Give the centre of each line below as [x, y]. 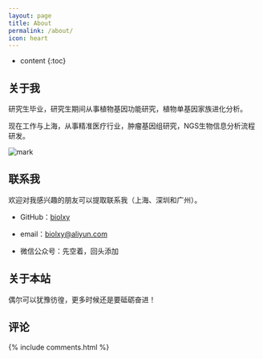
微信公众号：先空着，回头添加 [69, 251]
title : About [30, 23]
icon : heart [28, 38]
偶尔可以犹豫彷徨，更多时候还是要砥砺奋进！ [82, 299]
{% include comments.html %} [59, 347]
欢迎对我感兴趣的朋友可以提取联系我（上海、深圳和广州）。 [105, 200]
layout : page [30, 16]
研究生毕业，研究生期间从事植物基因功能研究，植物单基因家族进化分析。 [127, 109]
